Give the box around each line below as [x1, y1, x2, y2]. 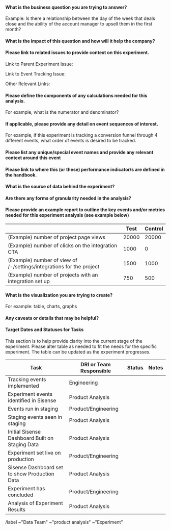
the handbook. [5, 171, 37, 178]
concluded [8, 491, 34, 498]
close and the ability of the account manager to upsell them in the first [5, 21, 153, 27]
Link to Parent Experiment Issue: [5, 61, 73, 67]
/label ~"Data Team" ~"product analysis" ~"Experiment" [5, 519, 123, 525]
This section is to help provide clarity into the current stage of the [5, 338, 142, 344]
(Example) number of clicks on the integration [8, 242, 118, 249]
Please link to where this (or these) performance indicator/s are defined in [5, 166, 165, 172]
